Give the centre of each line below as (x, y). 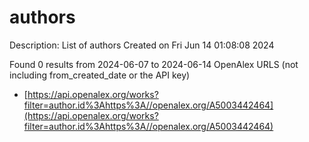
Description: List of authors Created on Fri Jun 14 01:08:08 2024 (142, 45)
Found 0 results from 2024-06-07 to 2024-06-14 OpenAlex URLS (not (154, 64)
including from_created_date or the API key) (100, 75)
